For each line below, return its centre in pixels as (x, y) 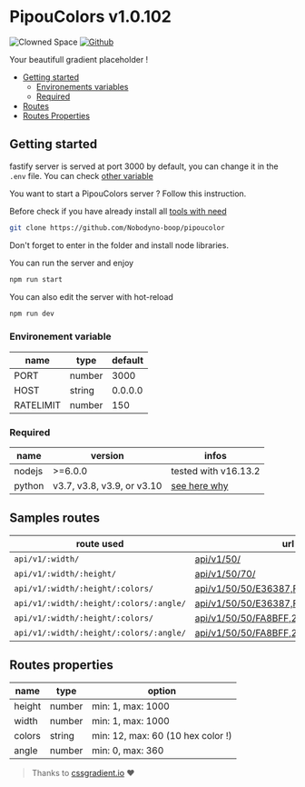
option (162, 691)
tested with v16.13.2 (216, 471)
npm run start (36, 279)
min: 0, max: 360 (128, 750)
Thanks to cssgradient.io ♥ (83, 772)
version (107, 455)
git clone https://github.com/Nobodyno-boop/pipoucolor (117, 228)
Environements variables (82, 86)
